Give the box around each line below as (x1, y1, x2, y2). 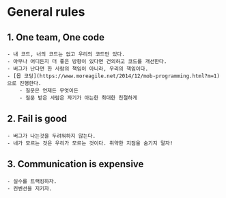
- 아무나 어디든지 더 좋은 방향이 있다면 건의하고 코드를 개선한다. (7, 58, 167, 65)
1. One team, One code (7, 32, 104, 43)
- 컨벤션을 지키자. (7, 185, 53, 192)
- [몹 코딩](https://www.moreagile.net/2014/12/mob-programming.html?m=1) (7, 73, 221, 79)
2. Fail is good (7, 113, 67, 125)
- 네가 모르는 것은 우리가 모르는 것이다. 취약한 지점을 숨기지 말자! (7, 140, 173, 147)
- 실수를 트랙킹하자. (7, 177, 57, 185)
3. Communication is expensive (7, 158, 144, 170)
